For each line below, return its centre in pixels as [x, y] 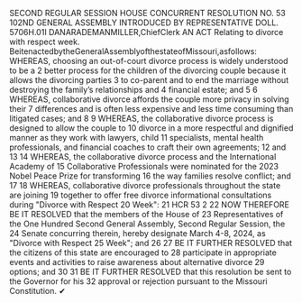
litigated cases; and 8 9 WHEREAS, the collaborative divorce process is [142, 118]
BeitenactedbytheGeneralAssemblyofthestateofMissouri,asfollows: [133, 51]
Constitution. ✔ [37, 291]
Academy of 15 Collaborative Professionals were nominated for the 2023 [144, 166]
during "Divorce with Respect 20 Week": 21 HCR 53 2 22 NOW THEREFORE [150, 205]
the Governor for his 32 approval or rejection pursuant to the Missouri [138, 281]
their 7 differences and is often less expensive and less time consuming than [151, 109]
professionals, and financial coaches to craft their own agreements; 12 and [148, 147]
